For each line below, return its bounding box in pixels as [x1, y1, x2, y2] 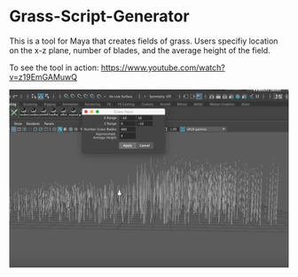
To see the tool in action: [9, 62, 99, 73]
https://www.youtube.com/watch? [100, 62, 226, 73]
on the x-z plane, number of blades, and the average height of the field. [9, 44, 271, 55]
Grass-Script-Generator [9, 6, 190, 27]
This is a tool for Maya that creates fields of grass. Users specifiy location [9, 36, 278, 46]
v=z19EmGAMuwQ [9, 71, 78, 82]
